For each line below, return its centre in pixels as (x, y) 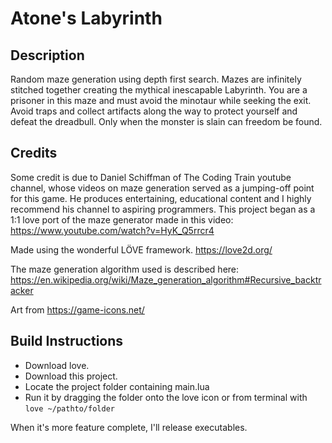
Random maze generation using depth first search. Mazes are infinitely (156, 79)
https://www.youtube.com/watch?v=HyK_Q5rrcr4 (112, 230)
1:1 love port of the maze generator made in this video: (122, 219)
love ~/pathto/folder (69, 408)
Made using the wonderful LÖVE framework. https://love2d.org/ (141, 249)
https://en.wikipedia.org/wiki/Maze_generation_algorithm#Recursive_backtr (166, 279)
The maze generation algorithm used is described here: (125, 269)
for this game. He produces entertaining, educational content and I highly (161, 198)
